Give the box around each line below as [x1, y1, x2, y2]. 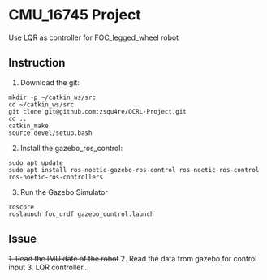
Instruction [8, 56, 66, 70]
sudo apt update [8, 158, 63, 167]
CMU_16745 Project [8, 6, 142, 24]
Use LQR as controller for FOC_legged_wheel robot [8, 32, 179, 42]
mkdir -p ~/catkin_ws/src [8, 93, 96, 101]
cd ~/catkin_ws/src [8, 100, 75, 109]
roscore [8, 203, 35, 211]
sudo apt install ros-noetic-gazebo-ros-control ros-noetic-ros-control [8, 166, 260, 174]
